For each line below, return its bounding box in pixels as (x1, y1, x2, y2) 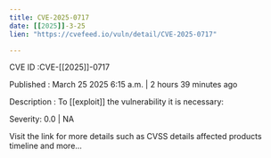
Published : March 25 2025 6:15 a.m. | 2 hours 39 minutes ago (9, 79, 238, 90)
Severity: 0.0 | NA (9, 113, 74, 125)
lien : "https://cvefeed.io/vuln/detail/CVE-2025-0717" (9, 29, 218, 38)
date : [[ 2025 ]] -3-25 (9, 21, 86, 30)
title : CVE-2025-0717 (9, 12, 90, 22)
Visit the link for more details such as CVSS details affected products (9, 131, 262, 142)
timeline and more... (9, 140, 83, 152)
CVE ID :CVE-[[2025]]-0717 (9, 62, 110, 72)
